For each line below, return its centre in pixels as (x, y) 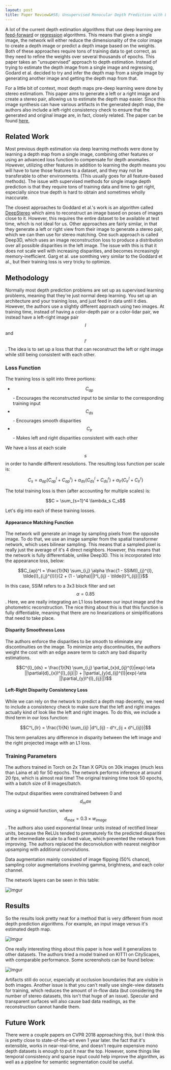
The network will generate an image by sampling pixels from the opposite (82, 533)
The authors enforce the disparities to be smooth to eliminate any (74, 641)
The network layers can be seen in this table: (52, 880)
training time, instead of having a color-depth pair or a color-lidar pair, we (82, 312)
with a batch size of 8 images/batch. (44, 784)
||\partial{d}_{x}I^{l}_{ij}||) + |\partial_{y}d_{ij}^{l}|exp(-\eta (85, 673)
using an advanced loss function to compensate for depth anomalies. (78, 160)
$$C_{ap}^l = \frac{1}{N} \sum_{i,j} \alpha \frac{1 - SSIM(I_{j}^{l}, (85, 571)
